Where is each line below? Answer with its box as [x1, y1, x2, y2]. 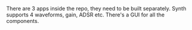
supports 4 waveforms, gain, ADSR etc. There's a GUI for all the [6, 11, 165, 18]
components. [6, 18, 39, 24]
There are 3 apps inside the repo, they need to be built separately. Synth [6, 5, 187, 12]
